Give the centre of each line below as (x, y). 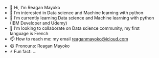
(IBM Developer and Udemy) (38, 23)
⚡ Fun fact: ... (23, 51)
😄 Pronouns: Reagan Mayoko (40, 46)
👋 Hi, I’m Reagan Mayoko (35, 8)
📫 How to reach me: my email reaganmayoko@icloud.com (69, 39)
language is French (29, 33)
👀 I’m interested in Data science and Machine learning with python (76, 13)
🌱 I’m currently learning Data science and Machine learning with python (82, 18)
